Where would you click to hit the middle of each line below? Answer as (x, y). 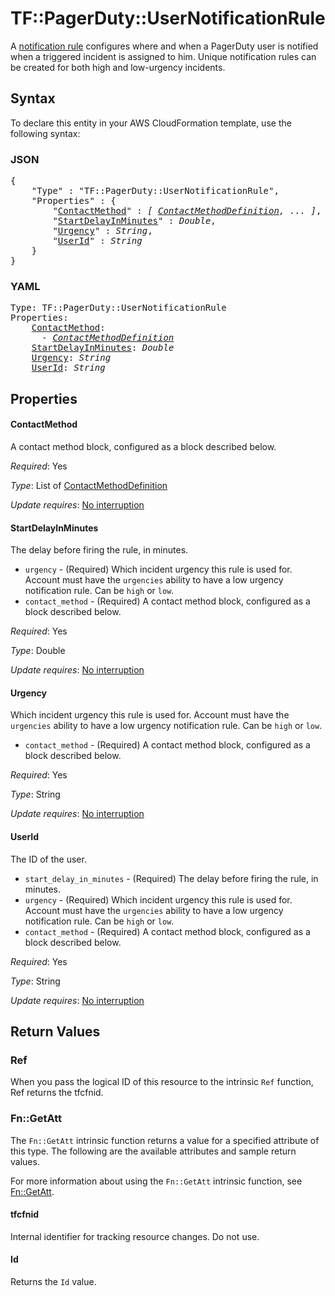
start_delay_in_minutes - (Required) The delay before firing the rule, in (171, 878)
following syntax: (45, 133)
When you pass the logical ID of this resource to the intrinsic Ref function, (162, 1082)
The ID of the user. (48, 859)
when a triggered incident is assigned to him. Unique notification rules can (163, 56)
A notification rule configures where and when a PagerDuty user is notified (164, 46)
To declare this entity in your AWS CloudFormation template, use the (151, 123)
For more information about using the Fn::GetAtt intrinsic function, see (156, 1181)
